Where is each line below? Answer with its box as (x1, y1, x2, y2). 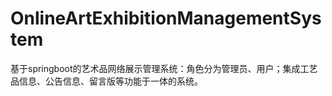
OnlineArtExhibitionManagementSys (10, 7, 322, 30)
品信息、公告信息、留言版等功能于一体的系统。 (10, 75, 203, 87)
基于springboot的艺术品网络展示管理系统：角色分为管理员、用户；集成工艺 (10, 62, 318, 74)
